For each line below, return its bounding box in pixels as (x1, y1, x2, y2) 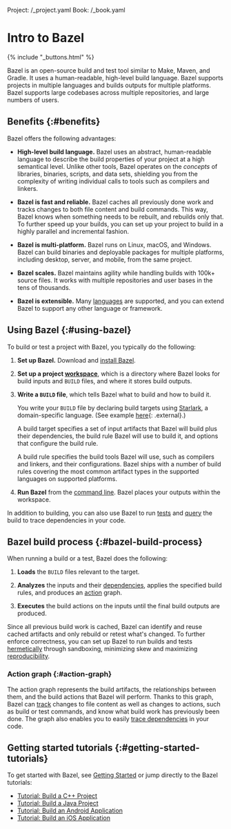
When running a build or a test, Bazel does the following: (7, 554, 168, 563)
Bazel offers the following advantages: (7, 134, 117, 143)
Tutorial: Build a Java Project (17, 799, 99, 808)
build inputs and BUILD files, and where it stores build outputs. (17, 376, 192, 385)
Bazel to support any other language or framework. (17, 304, 163, 312)
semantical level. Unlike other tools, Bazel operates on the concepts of (17, 162, 218, 170)
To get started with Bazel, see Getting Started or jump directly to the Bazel (7, 771, 219, 779)
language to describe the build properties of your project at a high (17, 155, 205, 163)
